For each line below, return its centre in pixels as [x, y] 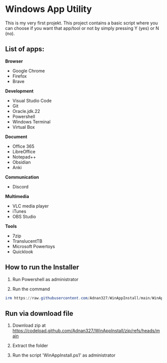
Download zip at [29, 325]
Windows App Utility [48, 9]
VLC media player [30, 206]
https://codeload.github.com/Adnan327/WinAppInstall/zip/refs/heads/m [86, 331]
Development [19, 91]
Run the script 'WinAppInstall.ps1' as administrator [64, 355]
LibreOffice [24, 151]
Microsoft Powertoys [34, 246]
